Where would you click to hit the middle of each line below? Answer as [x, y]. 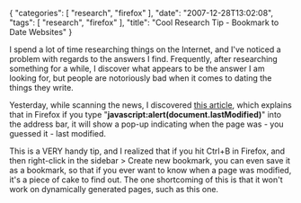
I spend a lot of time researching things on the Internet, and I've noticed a [145, 49]
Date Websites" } [41, 32]
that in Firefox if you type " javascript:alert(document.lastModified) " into [145, 115]
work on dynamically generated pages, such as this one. [114, 189]
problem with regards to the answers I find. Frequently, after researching [144, 59]
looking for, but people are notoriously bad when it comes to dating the [141, 78]
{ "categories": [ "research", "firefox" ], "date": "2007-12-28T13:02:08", [142, 13]
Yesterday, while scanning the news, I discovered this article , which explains [150, 105]
